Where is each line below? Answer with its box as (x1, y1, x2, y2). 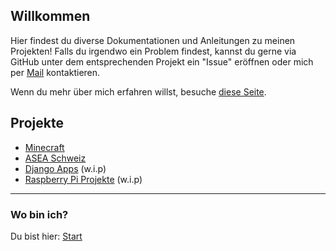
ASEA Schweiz (24, 152, 87, 164)
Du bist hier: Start (10, 230, 83, 242)
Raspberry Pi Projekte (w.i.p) (24, 173, 143, 185)
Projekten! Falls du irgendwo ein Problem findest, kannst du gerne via (10, 45, 297, 57)
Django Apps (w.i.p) (24, 162, 107, 174)
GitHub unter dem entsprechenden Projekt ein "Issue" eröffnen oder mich (10, 55, 314, 68)
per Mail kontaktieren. (10, 66, 101, 78)
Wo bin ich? (10, 207, 69, 221)
